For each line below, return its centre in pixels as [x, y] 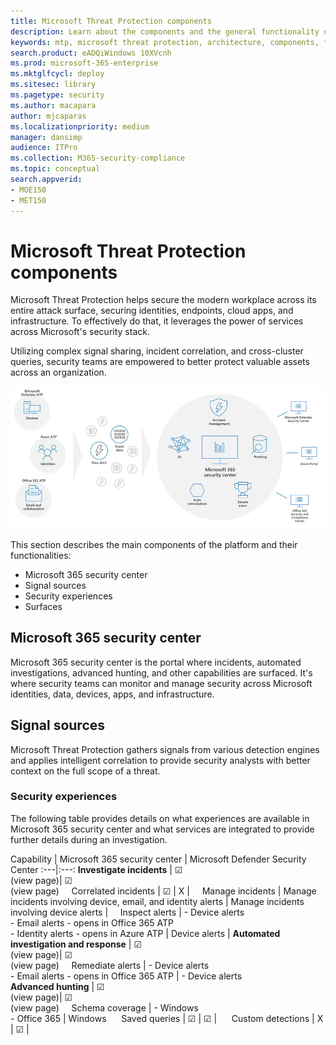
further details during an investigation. [89, 839]
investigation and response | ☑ [76, 944]
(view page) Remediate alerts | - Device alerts [110, 965]
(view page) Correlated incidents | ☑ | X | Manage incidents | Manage [163, 891]
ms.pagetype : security [57, 95]
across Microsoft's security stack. [80, 332]
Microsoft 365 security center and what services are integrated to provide [162, 829]
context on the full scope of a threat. [85, 771]
